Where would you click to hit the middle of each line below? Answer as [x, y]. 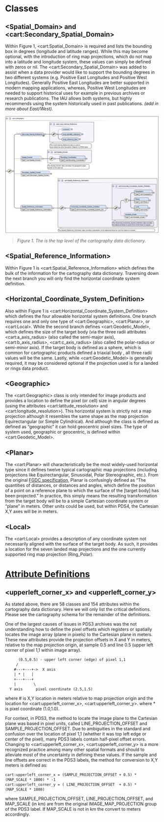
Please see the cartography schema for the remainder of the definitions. [78, 615]
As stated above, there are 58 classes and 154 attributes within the [72, 604]
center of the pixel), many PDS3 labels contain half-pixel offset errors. [76, 739]
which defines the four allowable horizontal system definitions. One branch [81, 316]
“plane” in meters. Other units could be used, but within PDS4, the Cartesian [82, 506]
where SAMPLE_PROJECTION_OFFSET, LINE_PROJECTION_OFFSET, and [79, 799]
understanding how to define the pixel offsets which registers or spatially [79, 629]
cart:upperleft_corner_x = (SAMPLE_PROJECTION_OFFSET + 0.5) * [71, 775]
